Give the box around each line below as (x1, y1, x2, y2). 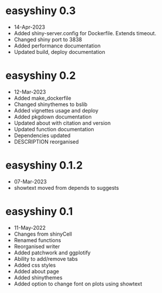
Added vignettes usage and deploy (13, 107, 99, 114)
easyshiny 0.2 (5, 69, 76, 83)
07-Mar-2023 (13, 178, 47, 185)
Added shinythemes (13, 274, 63, 281)
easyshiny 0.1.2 (5, 159, 83, 172)
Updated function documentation (13, 125, 94, 132)
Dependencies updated (13, 132, 71, 139)
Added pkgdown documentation (13, 113, 92, 120)
